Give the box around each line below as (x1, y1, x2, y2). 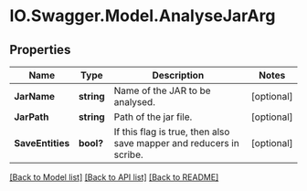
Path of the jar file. (113, 111, 193, 123)
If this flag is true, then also (113, 125, 230, 138)
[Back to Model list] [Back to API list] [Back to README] (9, 172, 219, 183)
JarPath (14, 111, 49, 123)
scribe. (113, 148, 143, 161)
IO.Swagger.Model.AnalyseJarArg (9, 5, 276, 27)
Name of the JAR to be (113, 84, 212, 97)
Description (152, 69, 205, 81)
